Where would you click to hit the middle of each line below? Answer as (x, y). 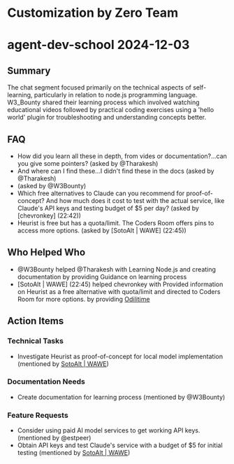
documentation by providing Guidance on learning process (102, 276)
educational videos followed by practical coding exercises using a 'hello (111, 110)
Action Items (36, 321)
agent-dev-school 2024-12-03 (98, 45)
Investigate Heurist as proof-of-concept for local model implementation (120, 356)
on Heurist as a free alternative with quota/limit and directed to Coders (119, 291)
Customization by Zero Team (93, 13)
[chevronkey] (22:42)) (49, 216)
